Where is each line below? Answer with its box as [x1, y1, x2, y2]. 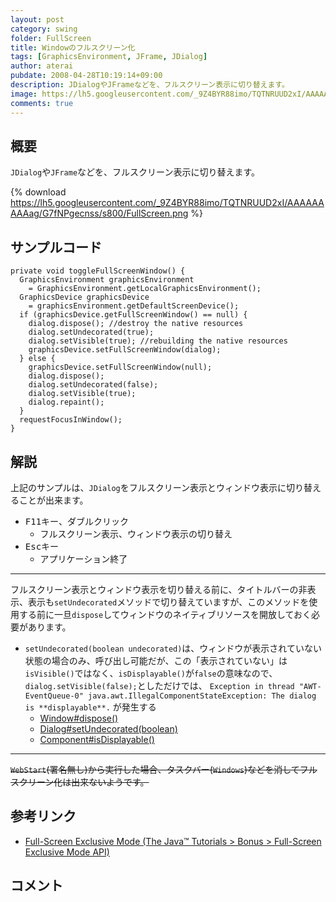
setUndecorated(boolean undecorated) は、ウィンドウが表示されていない [24, 642, 322, 654]
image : [10, 89, 38, 99]
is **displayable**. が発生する [24, 701, 157, 713]
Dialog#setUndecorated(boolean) [39, 722, 178, 735]
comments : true [10, 98, 74, 108]
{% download [10, 186, 67, 198]
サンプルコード [10, 239, 102, 256]
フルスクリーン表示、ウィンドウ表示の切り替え [39, 527, 233, 540]
